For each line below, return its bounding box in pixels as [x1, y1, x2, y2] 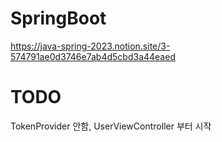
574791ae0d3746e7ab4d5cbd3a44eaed [10, 50, 176, 62]
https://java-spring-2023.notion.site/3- [10, 40, 171, 52]
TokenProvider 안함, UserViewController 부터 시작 [10, 120, 212, 132]
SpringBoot [10, 7, 107, 30]
